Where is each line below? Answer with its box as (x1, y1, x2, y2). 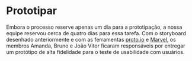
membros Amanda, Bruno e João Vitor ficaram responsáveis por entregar (6, 42, 185, 49)
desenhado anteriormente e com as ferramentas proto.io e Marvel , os (6, 36, 176, 43)
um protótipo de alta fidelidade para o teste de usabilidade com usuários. (6, 48, 185, 55)
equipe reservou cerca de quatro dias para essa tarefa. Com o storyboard (6, 29, 187, 36)
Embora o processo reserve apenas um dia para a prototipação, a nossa (6, 23, 183, 30)
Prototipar (6, 4, 57, 18)
